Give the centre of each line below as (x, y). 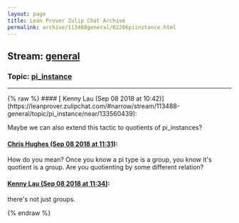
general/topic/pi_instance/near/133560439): (72, 114)
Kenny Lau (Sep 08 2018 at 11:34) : (59, 183)
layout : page (27, 14)
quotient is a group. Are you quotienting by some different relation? (106, 167)
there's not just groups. (42, 199)
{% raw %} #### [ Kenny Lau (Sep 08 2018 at (75, 99)
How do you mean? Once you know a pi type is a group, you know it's (110, 160)
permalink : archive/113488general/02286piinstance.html (92, 27)
